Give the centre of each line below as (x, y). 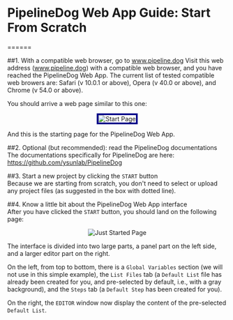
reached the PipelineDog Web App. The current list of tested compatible (111, 75)
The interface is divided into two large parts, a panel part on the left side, (112, 246)
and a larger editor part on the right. (59, 253)
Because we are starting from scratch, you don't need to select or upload (113, 183)
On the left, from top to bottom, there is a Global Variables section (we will (115, 267)
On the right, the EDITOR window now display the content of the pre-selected (117, 303)
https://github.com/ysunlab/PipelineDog (65, 162)
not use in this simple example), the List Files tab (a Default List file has (114, 274)
